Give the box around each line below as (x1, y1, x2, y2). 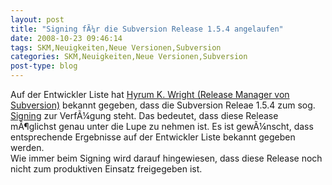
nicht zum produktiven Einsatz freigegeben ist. (10, 163, 203, 175)
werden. (10, 142, 45, 153)
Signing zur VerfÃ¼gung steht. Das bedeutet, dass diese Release (10, 110, 279, 121)
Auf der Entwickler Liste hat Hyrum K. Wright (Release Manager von (10, 89, 290, 100)
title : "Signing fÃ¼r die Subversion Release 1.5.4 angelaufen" (10, 24, 284, 34)
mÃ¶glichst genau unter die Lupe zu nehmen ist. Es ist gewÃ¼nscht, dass (10, 121, 314, 132)
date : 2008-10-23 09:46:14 (10, 33, 123, 43)
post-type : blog (10, 61, 78, 71)
